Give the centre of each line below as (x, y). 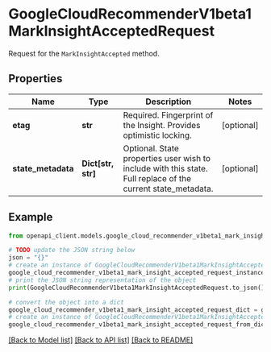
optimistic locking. (157, 135)
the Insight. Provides (162, 125)
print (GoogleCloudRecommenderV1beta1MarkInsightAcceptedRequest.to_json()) (138, 288)
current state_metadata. (168, 188)
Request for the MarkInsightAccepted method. (84, 53)
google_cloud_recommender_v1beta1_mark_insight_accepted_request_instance (137, 273)
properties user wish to (167, 158)
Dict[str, (98, 164)
